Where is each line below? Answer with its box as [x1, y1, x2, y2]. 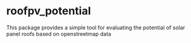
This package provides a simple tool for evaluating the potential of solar [6, 24, 186, 31]
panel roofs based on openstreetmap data [6, 30, 112, 37]
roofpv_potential [6, 4, 91, 18]
